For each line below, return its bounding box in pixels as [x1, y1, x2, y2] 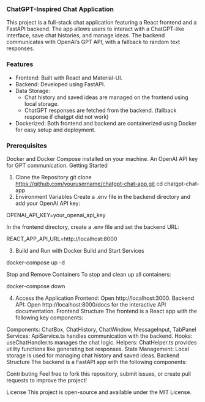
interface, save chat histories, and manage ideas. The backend [6, 32, 165, 39]
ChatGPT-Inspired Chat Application [6, 5, 114, 13]
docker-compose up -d [6, 259, 65, 266]
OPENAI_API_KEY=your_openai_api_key [6, 211, 106, 218]
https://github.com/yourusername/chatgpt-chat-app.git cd [15, 180, 163, 187]
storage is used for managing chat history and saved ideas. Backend [6, 351, 179, 359]
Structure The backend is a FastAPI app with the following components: [6, 358, 187, 365]
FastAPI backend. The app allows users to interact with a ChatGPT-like [6, 25, 185, 32]
